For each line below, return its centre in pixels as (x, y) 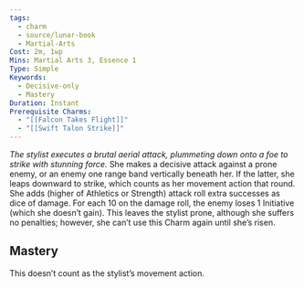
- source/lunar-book (57, 35)
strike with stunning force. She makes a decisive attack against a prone (143, 164)
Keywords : (28, 78)
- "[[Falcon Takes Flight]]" (73, 120)
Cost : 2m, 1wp (37, 52)
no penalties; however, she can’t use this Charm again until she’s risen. (142, 222)
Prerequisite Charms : (51, 112)
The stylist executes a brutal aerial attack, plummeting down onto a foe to (149, 155)
